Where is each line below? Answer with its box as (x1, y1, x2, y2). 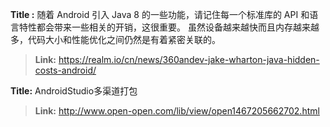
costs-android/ (34, 64, 97, 76)
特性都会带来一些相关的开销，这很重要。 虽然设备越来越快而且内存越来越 (18, 21, 320, 33)
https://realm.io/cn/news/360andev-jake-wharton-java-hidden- (58, 54, 320, 65)
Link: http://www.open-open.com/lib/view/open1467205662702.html (34, 105, 320, 117)
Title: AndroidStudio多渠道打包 (10, 85, 138, 97)
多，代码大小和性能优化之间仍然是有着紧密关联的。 (10, 34, 221, 45)
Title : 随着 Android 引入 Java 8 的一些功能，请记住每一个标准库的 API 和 (10, 9, 310, 20)
